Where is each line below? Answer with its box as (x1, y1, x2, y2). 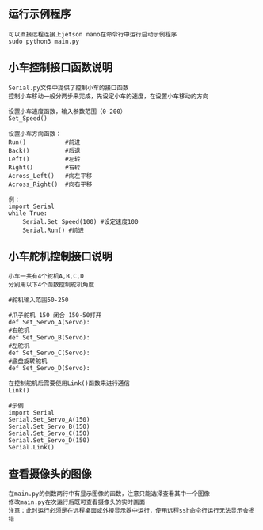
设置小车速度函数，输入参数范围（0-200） (8, 108, 127, 115)
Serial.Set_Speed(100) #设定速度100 (22, 218, 139, 225)
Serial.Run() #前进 (22, 226, 85, 234)
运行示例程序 (8, 7, 71, 21)
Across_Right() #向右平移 (8, 180, 93, 188)
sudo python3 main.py (8, 37, 80, 45)
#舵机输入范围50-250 (8, 296, 69, 305)
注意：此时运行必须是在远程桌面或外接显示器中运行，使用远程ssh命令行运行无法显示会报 (8, 507, 255, 515)
